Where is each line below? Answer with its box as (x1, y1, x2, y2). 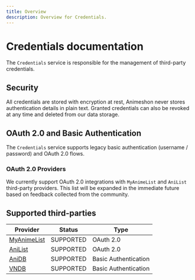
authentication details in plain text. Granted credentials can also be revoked (6, 105, 190, 112)
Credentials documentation (6, 40, 144, 53)
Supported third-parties (6, 208, 96, 218)
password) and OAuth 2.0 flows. (6, 150, 84, 157)
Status (58, 226, 79, 234)
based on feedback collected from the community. (6, 191, 129, 198)
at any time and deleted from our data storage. (6, 111, 120, 118)
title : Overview (6, 8, 46, 15)
